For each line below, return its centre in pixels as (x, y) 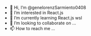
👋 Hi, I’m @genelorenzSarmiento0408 (48, 8)
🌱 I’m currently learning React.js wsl (46, 18)
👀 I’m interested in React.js (36, 13)
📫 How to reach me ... (32, 28)
